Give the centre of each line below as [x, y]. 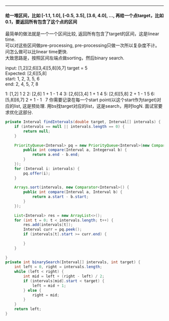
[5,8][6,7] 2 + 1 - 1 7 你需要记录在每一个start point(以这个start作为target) [81, 100]
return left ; [28, 309]
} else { [32, 290]
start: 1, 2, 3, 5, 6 [22, 79]
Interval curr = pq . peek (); [53, 229]
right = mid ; [46, 295]
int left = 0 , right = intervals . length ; [58, 267]
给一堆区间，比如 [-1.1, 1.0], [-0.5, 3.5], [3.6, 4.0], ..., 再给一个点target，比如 [84, 15]
